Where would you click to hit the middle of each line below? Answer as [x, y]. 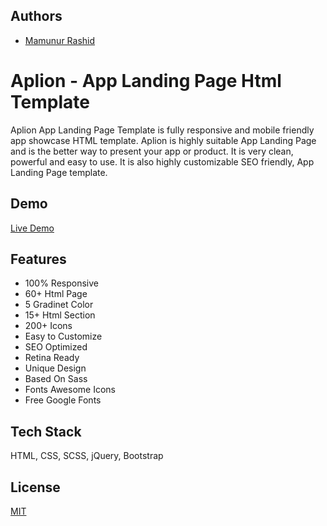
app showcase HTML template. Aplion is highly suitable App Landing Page [163, 140]
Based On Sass [56, 379]
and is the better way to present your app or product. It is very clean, [152, 151]
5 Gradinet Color [59, 305]
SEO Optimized [56, 347]
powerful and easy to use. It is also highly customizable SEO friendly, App [162, 161]
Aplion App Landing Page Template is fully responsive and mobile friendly [162, 130]
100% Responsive [61, 283]
